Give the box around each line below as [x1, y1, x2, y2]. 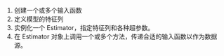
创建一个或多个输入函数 [13, 6, 82, 14]
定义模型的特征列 [13, 15, 64, 23]
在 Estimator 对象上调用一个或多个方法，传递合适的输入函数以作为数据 [13, 32, 218, 41]
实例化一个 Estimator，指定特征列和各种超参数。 [13, 24, 154, 31]
